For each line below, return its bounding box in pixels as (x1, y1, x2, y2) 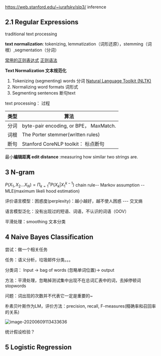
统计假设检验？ (5, 329, 35, 335)
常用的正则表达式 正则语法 (5, 57, 57, 63)
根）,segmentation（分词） (5, 47, 60, 53)
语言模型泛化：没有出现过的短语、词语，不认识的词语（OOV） (5, 208, 129, 215)
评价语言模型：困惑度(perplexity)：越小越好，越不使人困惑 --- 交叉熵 (5, 198, 143, 204)
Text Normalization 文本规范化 (5, 67, 67, 73)
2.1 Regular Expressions (5, 18, 79, 26)
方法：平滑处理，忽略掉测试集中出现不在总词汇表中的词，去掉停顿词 (5, 277, 141, 283)
